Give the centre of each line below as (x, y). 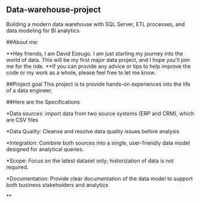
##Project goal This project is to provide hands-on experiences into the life (99, 84)
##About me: (22, 42)
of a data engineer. (29, 90)
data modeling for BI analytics (43, 30)
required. (17, 167)
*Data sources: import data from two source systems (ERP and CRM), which (100, 113)
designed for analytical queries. (45, 149)
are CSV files (22, 120)
